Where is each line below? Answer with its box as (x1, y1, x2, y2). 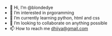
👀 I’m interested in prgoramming (9, 10, 75, 16)
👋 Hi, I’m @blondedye (9, 5, 54, 10)
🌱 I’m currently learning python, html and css (9, 15, 100, 20)
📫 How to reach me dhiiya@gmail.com (9, 26, 89, 31)
